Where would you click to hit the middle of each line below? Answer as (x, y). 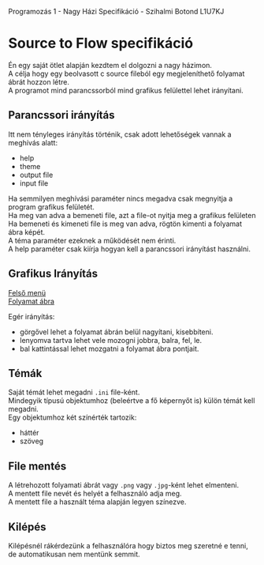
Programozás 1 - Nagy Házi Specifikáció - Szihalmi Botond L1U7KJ (116, 11)
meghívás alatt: (33, 142)
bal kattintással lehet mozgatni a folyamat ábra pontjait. (109, 348)
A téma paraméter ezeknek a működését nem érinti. (92, 240)
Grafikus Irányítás (53, 274)
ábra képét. (27, 232)
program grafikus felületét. (51, 207)
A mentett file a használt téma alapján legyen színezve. (97, 502)
